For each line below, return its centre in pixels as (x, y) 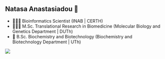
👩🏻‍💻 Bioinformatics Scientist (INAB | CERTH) (58, 21)
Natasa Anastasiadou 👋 (42, 9)
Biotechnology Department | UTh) (47, 42)
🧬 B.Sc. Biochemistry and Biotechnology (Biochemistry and (72, 36)
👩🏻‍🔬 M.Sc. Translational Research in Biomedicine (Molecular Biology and (86, 26)
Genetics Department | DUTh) (42, 31)
